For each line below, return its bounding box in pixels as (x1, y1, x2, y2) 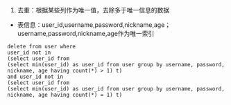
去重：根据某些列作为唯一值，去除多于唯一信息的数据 (17, 6, 170, 14)
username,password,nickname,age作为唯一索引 (17, 30, 155, 37)
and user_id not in (7, 73, 64, 80)
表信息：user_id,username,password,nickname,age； (17, 21, 171, 29)
